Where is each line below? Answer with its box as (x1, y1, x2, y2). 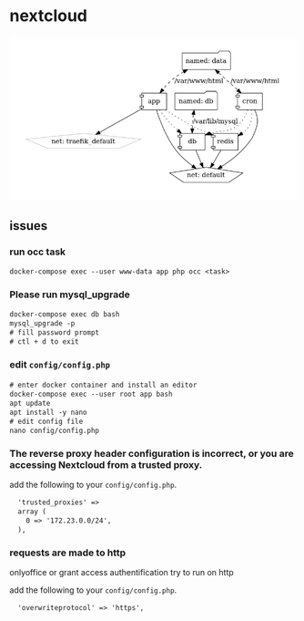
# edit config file (9, 417, 84, 426)
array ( (17, 507, 47, 516)
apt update (9, 398, 51, 408)
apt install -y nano (9, 408, 88, 417)
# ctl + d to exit (9, 337, 79, 347)
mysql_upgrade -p (9, 319, 76, 328)
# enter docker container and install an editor (9, 380, 198, 389)
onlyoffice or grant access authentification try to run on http (9, 567, 234, 578)
